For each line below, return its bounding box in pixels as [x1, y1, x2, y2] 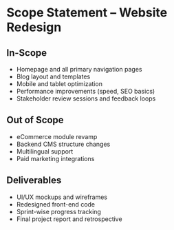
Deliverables [6, 174, 62, 187]
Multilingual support [16, 147, 74, 156]
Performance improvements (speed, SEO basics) [16, 87, 155, 95]
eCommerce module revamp [16, 132, 98, 140]
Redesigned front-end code [16, 200, 96, 208]
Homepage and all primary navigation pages [16, 65, 142, 73]
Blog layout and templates [16, 72, 91, 81]
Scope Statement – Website [6, 5, 168, 21]
